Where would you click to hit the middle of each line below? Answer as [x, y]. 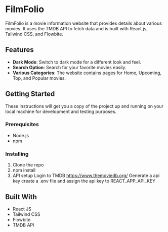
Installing [17, 154]
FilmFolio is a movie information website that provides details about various [83, 23]
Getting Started [30, 94]
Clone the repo [28, 165]
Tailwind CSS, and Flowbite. [34, 34]
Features [19, 50]
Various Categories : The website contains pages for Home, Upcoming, [87, 73]
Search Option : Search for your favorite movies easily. [69, 67]
